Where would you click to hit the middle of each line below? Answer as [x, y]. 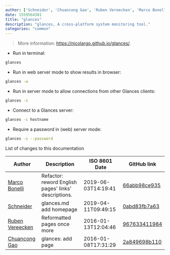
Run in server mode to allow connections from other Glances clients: [84, 91]
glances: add [57, 238]
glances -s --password [29, 138]
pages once [55, 224]
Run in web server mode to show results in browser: [67, 72]
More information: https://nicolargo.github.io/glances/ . [74, 43]
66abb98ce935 [142, 185]
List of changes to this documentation [45, 148]
